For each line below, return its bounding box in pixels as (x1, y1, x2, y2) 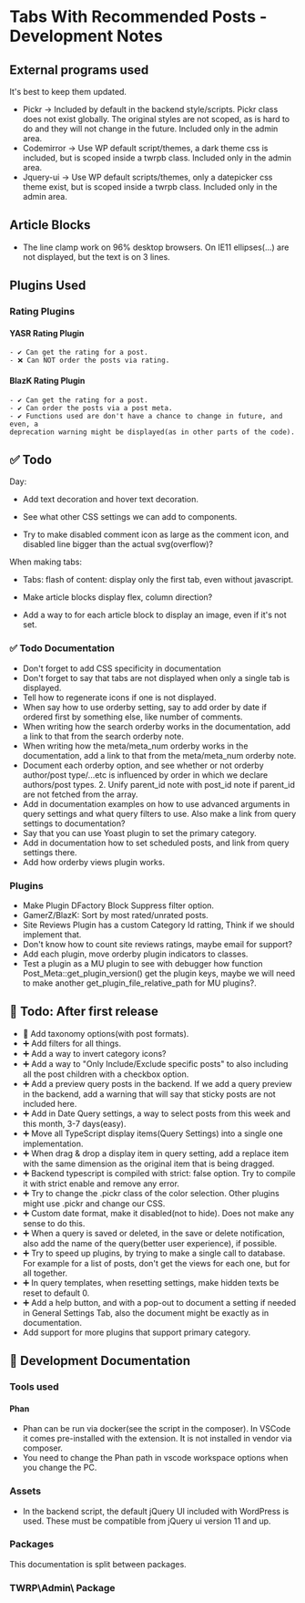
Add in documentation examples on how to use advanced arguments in (22, 798, 290, 809)
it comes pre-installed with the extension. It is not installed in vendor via (22, 1433, 293, 1444)
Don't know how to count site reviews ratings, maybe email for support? (22, 938, 293, 949)
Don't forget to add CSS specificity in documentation (22, 663, 221, 674)
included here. (22, 1098, 77, 1109)
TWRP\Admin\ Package (9, 1581, 116, 1594)
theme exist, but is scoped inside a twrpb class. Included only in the (22, 181, 278, 192)
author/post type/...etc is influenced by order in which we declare (22, 769, 269, 781)
